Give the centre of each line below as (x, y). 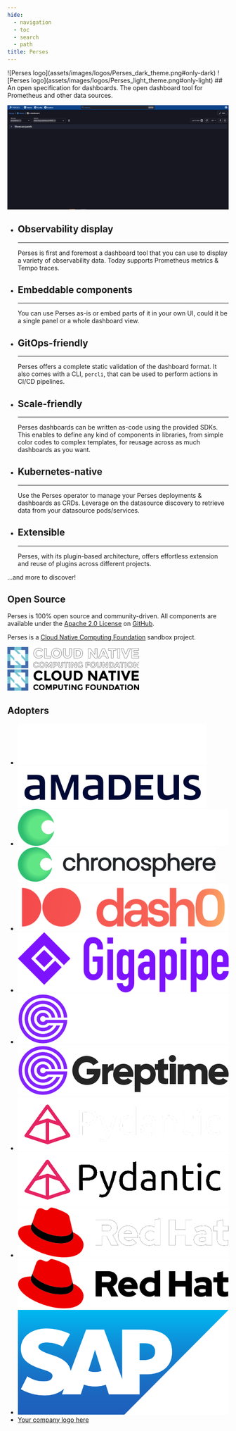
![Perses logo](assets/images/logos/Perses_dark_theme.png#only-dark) (112, 73)
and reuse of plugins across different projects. (84, 563)
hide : (15, 15)
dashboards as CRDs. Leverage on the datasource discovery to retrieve (121, 503)
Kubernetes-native (60, 472)
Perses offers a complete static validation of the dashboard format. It (117, 367)
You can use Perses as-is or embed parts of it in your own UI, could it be (123, 313)
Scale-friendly (50, 404)
